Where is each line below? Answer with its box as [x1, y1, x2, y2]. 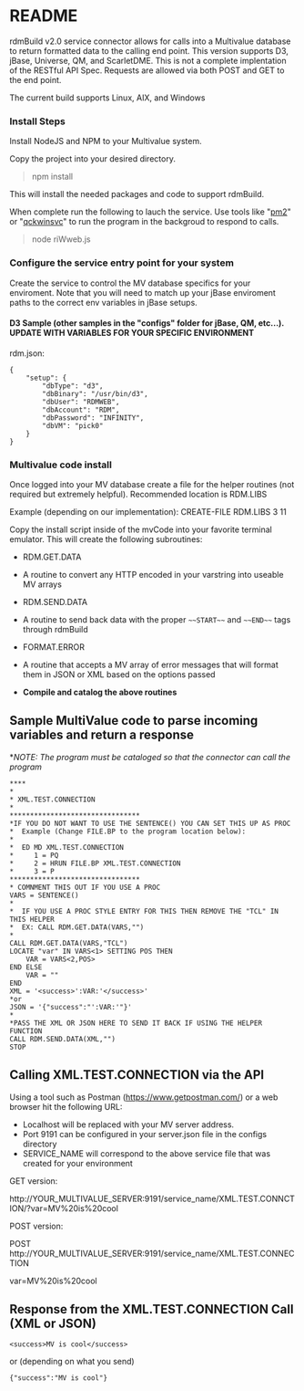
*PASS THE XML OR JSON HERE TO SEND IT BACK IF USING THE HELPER [9, 1019, 262, 1028]
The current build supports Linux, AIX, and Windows [9, 92, 206, 103]
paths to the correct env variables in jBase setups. [9, 297, 198, 308]
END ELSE [9, 962, 43, 972]
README [9, 5, 78, 26]
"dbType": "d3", [42, 381, 104, 391]
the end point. [9, 74, 62, 85]
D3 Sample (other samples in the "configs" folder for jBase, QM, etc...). [9, 318, 285, 329]
